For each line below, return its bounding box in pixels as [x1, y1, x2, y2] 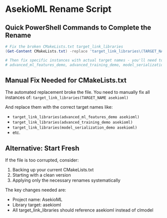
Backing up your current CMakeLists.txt [12, 167, 94, 173]
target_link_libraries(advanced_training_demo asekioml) [12, 120, 133, 125]
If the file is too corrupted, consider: [5, 157, 79, 163]
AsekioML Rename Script [5, 3, 112, 15]
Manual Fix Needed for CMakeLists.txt [5, 76, 127, 84]
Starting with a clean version [12, 172, 71, 178]
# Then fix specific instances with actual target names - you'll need [5, 58, 157, 63]
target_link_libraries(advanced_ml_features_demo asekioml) [12, 115, 140, 120]
